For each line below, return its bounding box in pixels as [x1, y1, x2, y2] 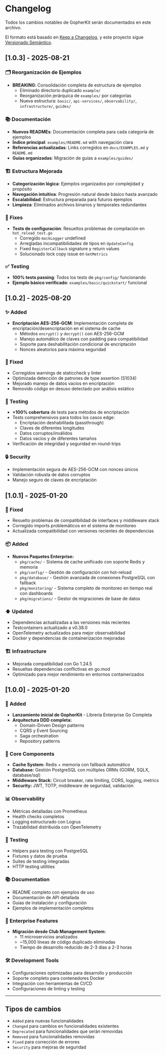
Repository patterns [19, 738, 60, 744]
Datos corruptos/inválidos [19, 430, 73, 436]
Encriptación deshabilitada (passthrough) [19, 420, 104, 426]
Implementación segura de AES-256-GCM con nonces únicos [12, 466, 138, 472]
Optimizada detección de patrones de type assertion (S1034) [12, 375, 137, 381]
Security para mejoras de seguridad [12, 1044, 86, 1050]
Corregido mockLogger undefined [19, 235, 86, 241]
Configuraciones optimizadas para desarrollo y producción [12, 970, 132, 976]
